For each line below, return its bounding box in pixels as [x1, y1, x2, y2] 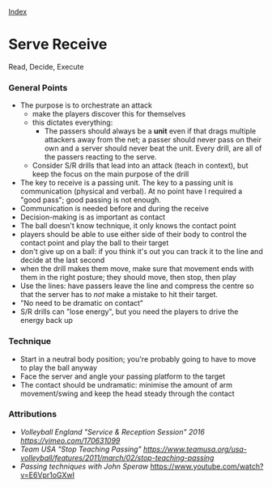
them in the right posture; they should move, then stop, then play [19, 273, 236, 282]
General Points [8, 82, 68, 93]
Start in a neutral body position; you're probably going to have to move [19, 354, 257, 363]
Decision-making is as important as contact [19, 212, 166, 222]
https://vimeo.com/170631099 [19, 435, 121, 445]
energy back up [19, 316, 73, 325]
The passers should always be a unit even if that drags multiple [44, 126, 257, 136]
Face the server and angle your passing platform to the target [19, 371, 226, 381]
